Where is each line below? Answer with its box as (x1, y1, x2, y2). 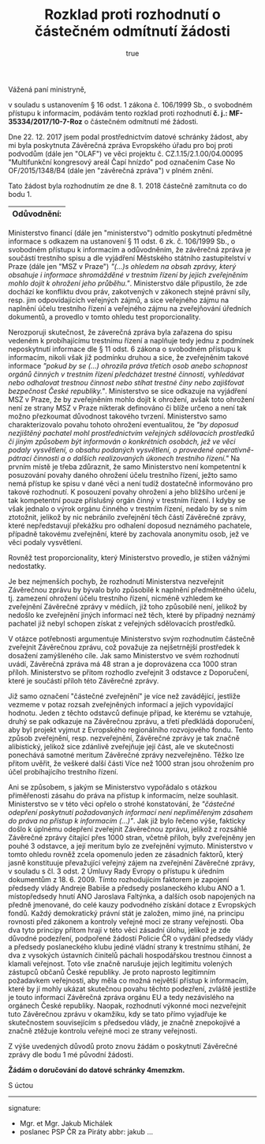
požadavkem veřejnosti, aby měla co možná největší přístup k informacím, (8, 975, 249, 985)
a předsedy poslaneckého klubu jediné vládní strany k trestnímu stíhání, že (8, 941, 251, 951)
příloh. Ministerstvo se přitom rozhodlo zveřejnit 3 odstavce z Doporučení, (8, 667, 250, 677)
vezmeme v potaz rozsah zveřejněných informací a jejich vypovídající (8, 699, 234, 709)
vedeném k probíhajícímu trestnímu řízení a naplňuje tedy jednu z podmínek (8, 335, 255, 345)
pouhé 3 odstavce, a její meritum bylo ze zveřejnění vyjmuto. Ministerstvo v (8, 841, 254, 850)
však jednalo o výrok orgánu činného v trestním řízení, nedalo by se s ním (8, 504, 247, 513)
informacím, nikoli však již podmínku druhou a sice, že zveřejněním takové (8, 352, 250, 362)
